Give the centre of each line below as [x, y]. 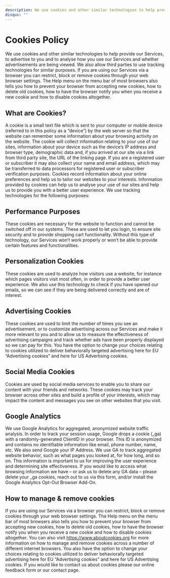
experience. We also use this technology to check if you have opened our [82, 284]
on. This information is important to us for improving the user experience [81, 461]
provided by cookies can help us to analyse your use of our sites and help [82, 185]
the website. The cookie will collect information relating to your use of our [82, 142]
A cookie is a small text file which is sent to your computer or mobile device [84, 126]
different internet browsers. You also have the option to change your [76, 549]
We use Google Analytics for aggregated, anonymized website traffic [77, 429]
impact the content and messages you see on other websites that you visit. [83, 400]
